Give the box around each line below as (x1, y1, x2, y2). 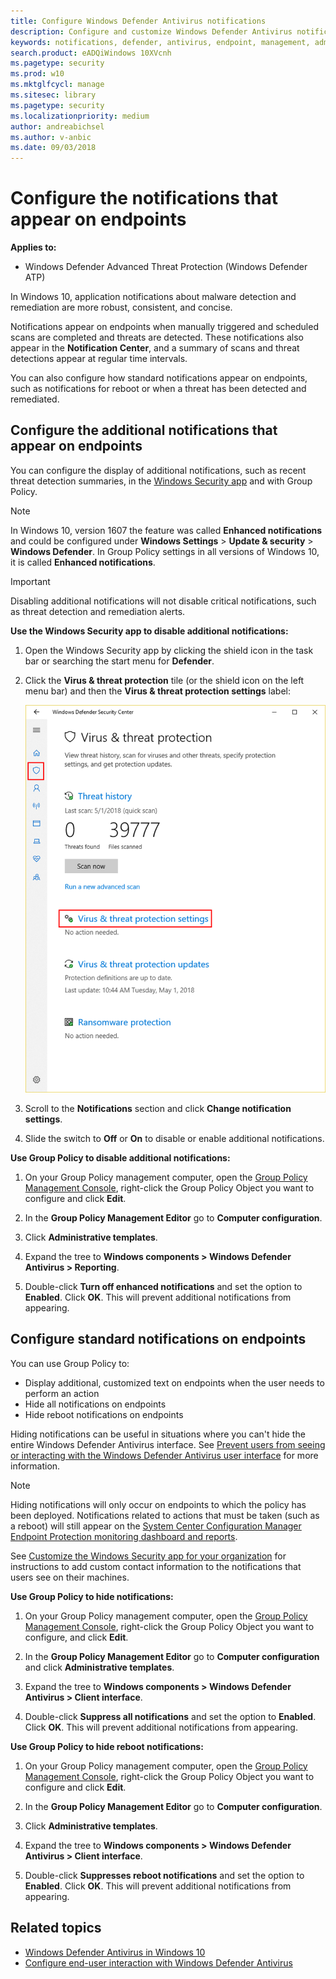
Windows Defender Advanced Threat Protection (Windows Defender (24, 261, 308, 273)
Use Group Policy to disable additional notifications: (10, 1151, 231, 1164)
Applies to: (10, 241, 57, 254)
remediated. (10, 393, 60, 405)
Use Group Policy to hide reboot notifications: (10, 1740, 204, 1752)
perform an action (24, 1387, 100, 1399)
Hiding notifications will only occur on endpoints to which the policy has (10, 1498, 307, 1510)
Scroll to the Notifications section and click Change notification (24, 1102, 292, 1114)
